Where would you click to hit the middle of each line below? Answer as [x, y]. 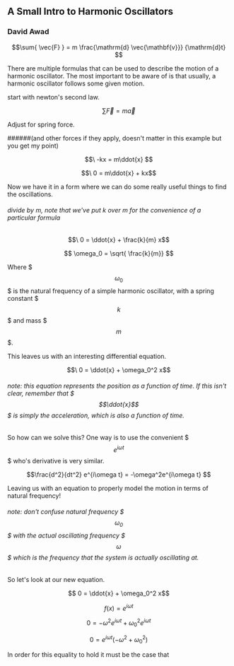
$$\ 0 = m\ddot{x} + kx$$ [119, 173]
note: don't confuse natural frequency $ [66, 512]
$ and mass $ [27, 320]
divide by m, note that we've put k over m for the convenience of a [104, 210]
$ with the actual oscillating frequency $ [66, 535]
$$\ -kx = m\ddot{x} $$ [119, 159]
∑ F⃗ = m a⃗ [119, 111]
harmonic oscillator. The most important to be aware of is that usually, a [112, 76]
